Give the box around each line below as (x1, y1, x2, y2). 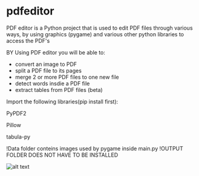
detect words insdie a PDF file (15, 80, 90, 87)
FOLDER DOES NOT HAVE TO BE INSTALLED (6, 151, 119, 158)
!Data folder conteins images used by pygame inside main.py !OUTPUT (6, 145, 183, 152)
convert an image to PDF (15, 60, 77, 68)
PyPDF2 (6, 109, 27, 117)
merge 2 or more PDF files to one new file (15, 73, 119, 80)
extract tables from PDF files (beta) (15, 86, 103, 93)
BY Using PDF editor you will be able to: (6, 48, 106, 56)
